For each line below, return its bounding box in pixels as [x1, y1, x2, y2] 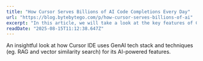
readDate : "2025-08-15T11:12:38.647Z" [6, 25, 104, 32]
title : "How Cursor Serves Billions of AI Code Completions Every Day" [6, 8, 190, 15]
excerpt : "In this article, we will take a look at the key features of [6, 20, 193, 26]
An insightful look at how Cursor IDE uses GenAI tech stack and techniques [6, 42, 193, 49]
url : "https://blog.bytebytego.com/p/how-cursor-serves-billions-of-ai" [6, 14, 193, 20]
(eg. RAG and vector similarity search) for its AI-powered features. [6, 48, 171, 56]
